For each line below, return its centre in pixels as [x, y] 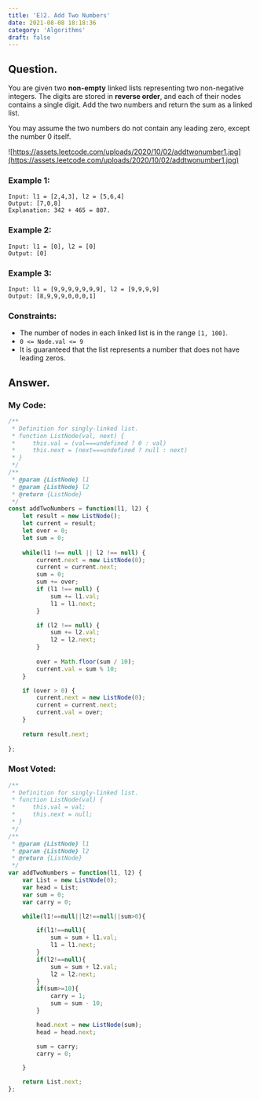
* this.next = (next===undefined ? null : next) [100, 451]
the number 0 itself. [40, 137]
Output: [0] [27, 253]
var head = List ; [51, 887]
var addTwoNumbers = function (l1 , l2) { [75, 873]
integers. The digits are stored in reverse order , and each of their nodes [125, 97]
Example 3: [30, 273]
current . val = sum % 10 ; [77, 669]
